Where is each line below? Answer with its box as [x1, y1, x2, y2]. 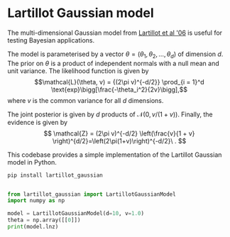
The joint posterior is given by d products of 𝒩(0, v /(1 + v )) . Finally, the [7, 110, 213, 118]
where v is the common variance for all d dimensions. [7, 96, 164, 104]
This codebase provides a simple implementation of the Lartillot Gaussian [7, 150, 222, 159]
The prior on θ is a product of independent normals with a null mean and [7, 59, 220, 67]
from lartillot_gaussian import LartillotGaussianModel [7, 190, 176, 198]
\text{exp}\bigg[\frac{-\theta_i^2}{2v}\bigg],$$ [50, 85, 188, 94]
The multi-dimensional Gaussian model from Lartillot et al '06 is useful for [7, 28, 222, 37]
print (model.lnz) [7, 224, 59, 231]
